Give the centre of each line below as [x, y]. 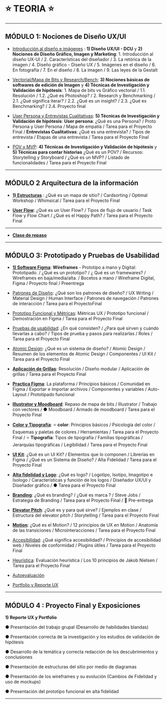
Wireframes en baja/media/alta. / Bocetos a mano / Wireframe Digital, [83, 278]
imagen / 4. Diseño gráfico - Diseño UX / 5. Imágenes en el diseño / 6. [84, 64]
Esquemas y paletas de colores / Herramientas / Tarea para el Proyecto [85, 432]
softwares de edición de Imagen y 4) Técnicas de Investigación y [81, 85]
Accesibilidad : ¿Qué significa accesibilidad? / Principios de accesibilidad [86, 540]
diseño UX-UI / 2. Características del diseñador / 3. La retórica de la [82, 59]
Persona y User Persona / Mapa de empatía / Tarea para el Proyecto [82, 126]
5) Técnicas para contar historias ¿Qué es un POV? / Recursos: [78, 152]
